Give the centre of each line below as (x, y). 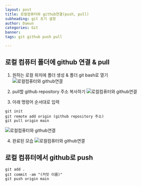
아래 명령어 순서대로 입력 (36, 102)
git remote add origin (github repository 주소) (55, 116)
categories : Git (22, 28)
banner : (13, 32)
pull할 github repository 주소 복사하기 (49, 92)
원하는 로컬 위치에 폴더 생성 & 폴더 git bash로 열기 (60, 75)
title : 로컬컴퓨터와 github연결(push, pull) (47, 14)
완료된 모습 (23, 140)
